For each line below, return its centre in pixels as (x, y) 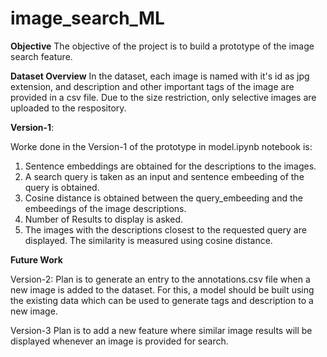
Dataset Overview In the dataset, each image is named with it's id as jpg (160, 76)
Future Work (36, 259)
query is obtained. (62, 187)
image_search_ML (87, 18)
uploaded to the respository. (68, 108)
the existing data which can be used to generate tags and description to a (162, 300)
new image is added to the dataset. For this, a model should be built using (162, 289)
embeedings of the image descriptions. (105, 208)
